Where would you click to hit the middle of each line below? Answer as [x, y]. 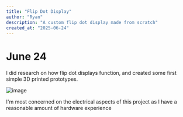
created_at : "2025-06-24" [37, 28]
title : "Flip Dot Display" [39, 11]
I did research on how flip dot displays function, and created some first [91, 73]
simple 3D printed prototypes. [42, 79]
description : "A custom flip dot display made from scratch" [82, 22]
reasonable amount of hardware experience [59, 108]
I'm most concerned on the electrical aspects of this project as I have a [91, 102]
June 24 [26, 57]
